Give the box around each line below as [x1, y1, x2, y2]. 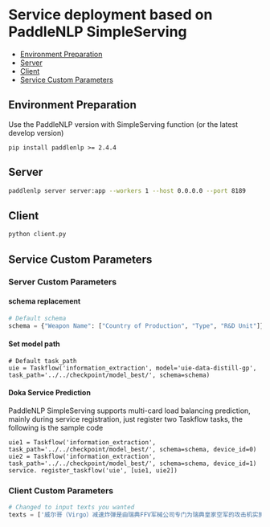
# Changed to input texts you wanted [8, 504, 135, 512]
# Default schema [8, 314, 67, 322]
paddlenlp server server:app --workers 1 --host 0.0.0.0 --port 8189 [8, 186, 247, 194]
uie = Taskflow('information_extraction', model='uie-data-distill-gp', [8, 364, 257, 372]
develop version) [8, 128, 64, 137]
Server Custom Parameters [8, 276, 117, 288]
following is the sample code [8, 423, 104, 432]
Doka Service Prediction [8, 388, 91, 398]
